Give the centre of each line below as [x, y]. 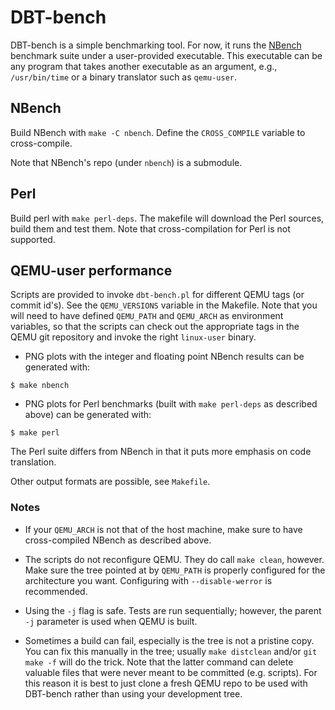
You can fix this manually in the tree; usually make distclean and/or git [171, 651]
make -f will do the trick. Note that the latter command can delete [159, 662]
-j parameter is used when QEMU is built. [111, 621]
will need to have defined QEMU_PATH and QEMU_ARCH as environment [147, 316]
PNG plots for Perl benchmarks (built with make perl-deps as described [171, 404]
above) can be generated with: [88, 415]
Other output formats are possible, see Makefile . [110, 482]
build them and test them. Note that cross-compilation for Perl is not [150, 228]
